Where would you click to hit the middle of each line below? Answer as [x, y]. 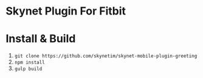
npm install [29, 63]
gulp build [28, 69]
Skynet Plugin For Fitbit [66, 11]
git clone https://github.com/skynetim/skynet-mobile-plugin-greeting [106, 56]
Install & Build [41, 39]
